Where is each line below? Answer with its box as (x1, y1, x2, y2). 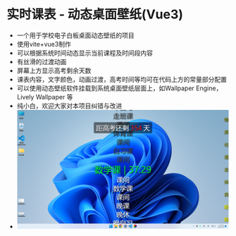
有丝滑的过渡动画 (16, 57, 67, 66)
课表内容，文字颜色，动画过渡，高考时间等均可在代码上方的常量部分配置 (16, 75, 227, 83)
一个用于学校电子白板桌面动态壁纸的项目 (16, 31, 135, 39)
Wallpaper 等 (35, 92, 73, 101)
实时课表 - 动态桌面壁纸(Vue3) (6, 6, 184, 23)
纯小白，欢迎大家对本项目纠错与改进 (16, 101, 123, 110)
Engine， (196, 84, 223, 92)
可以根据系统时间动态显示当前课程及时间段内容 (16, 49, 153, 57)
